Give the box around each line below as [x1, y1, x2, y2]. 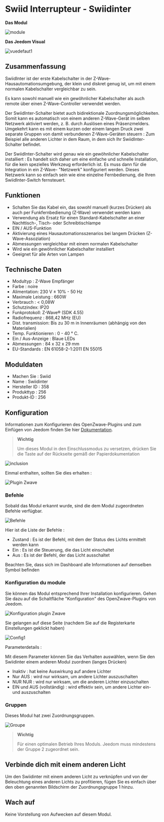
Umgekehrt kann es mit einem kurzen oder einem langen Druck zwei [5, 126, 143, 132]
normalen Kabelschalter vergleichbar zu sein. [5, 86, 96, 92]
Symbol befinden [5, 567, 40, 573]
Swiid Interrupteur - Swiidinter [5, 3, 131, 15]
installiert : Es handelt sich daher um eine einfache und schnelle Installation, [5, 156, 158, 162]
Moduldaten [5, 360, 43, 369]
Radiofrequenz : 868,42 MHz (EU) [12, 315, 81, 321]
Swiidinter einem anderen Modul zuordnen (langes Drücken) [5, 659, 127, 664]
